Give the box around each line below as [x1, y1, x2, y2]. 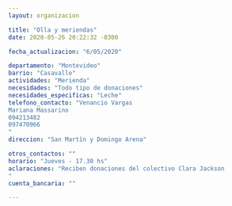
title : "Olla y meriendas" [8, 25, 97, 34]
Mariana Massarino [8, 106, 69, 114]
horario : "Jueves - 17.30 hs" [8, 157, 108, 165]
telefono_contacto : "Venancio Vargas [8, 98, 133, 107]
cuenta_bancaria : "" [8, 179, 77, 187]
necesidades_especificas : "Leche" [8, 91, 123, 99]
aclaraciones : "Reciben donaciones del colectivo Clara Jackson [8, 164, 225, 173]
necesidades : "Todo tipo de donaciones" [8, 84, 144, 92]
